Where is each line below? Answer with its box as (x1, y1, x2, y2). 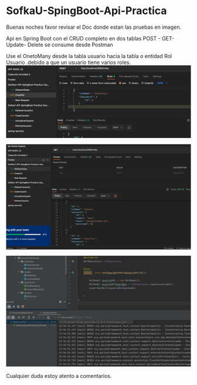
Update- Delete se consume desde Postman (6, 41, 113, 48)
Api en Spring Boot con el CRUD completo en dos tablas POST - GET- (6, 35, 175, 42)
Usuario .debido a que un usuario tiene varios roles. (6, 59, 131, 66)
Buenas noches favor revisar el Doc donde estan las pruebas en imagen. (6, 23, 182, 31)
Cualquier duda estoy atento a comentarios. (6, 373, 113, 380)
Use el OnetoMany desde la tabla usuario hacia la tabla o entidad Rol (6, 52, 172, 59)
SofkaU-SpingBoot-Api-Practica (6, 4, 167, 18)
